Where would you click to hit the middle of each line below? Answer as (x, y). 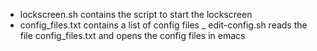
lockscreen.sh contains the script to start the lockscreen (136, 14)
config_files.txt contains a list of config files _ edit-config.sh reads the (163, 25)
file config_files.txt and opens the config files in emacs (132, 35)
